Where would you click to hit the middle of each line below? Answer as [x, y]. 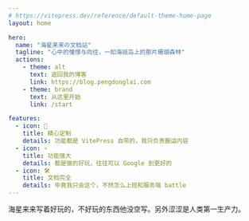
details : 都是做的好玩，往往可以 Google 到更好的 [97, 163]
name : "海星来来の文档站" [53, 45]
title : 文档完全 [47, 178]
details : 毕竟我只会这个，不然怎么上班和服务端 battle [105, 185]
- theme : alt [44, 67]
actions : [30, 60]
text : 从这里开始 [55, 97]
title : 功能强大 [47, 156]
